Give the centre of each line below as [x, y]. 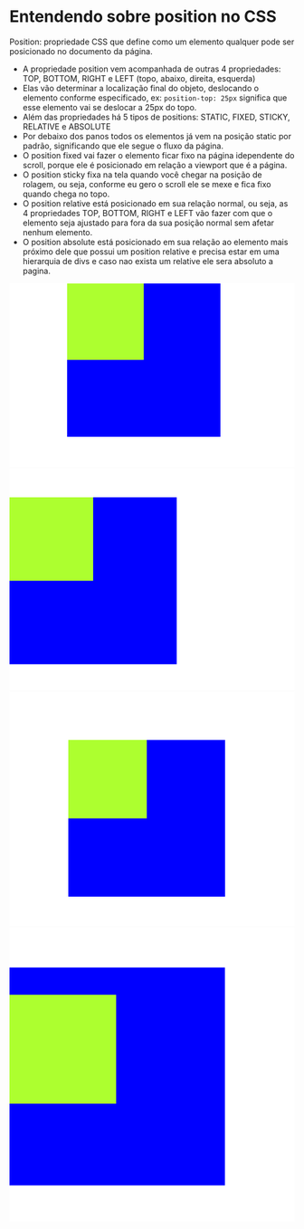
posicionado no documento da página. [81, 51]
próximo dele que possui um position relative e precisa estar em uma [151, 252]
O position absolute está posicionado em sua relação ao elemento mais [155, 242]
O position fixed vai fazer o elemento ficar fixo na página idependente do [158, 155]
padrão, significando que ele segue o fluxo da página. [123, 146]
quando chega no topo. [66, 194]
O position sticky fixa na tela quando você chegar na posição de [142, 175]
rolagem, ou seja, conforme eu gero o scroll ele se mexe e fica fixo [147, 184]
